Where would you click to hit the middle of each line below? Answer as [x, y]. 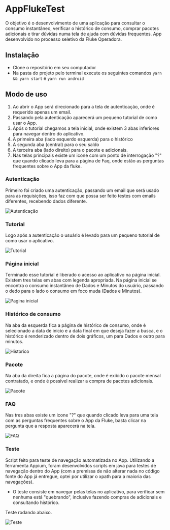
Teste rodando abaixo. [29, 512]
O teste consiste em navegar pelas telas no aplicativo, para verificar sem [89, 491]
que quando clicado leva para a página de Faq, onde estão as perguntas [88, 160]
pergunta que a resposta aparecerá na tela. [50, 426]
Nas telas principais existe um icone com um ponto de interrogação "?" [87, 155]
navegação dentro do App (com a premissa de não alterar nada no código [82, 471]
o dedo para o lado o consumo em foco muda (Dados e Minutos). [74, 291]
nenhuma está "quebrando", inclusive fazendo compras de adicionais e [87, 497]
